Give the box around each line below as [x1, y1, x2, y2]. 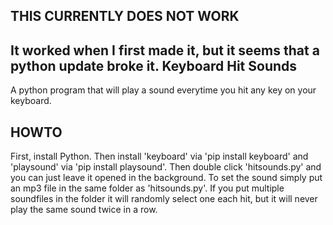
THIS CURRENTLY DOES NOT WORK [10, 8, 240, 25]
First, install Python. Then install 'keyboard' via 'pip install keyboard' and [10, 150, 309, 163]
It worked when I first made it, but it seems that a [10, 42, 320, 59]
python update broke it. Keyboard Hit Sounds [10, 57, 298, 74]
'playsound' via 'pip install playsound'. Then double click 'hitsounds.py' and [10, 161, 322, 173]
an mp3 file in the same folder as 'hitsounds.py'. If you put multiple [10, 182, 285, 194]
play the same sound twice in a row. [10, 204, 158, 216]
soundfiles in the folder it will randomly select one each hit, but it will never [10, 193, 318, 205]
